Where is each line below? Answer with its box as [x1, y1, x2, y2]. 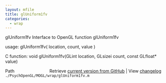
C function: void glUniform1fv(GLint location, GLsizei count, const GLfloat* [5, 54, 157, 59]
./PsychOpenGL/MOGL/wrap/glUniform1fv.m [5, 73, 90, 79]
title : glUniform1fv [5, 12, 48, 17]
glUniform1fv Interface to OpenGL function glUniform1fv [5, 34, 119, 40]
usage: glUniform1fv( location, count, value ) [5, 44, 96, 50]
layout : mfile [5, 7, 35, 12]
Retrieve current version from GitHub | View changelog [49, 68, 162, 74]
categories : [5, 16, 30, 21]
